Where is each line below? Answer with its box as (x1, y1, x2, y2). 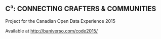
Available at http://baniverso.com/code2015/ (5, 28, 98, 34)
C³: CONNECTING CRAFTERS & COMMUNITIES (5, 5, 156, 13)
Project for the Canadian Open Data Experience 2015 (5, 18, 115, 24)
